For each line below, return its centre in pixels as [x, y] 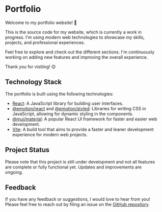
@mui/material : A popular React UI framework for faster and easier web [85, 119]
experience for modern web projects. [50, 134]
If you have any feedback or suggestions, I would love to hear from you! [78, 199]
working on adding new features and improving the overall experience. [77, 57]
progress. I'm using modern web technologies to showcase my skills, [75, 37]
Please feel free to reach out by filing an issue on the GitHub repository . [77, 205]
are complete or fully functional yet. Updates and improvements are [73, 167]
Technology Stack [33, 82]
